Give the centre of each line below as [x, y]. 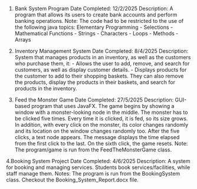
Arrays [23, 40]
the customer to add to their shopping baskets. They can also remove [99, 76]
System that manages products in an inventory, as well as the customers [103, 57]
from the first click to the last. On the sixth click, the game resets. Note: [101, 144]
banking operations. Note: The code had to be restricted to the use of [99, 21]
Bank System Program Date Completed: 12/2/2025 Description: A [94, 9]
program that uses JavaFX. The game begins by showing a [103, 106]
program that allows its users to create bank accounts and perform [96, 15]
